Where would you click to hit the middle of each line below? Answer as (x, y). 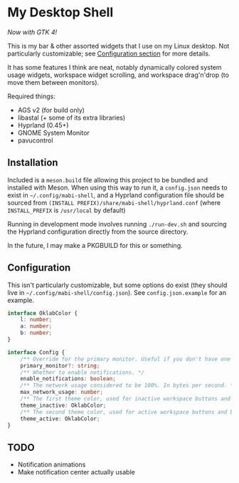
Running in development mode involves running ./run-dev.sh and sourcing (117, 224)
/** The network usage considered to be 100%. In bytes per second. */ (128, 385)
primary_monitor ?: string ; (60, 365)
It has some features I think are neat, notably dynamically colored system (115, 67)
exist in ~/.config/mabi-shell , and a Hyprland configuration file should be (116, 195)
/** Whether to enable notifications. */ (82, 372)
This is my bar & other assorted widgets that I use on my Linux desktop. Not (118, 46)
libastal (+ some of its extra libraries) (71, 118)
